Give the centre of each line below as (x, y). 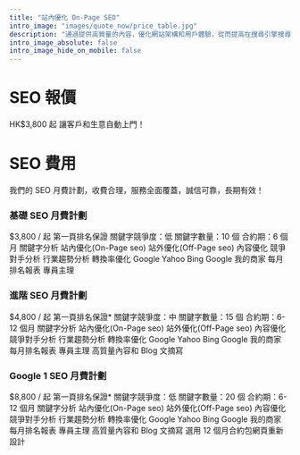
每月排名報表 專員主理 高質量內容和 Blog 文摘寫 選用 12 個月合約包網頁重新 (146, 430)
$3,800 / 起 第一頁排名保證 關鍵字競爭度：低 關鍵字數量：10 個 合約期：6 (144, 237)
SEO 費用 (43, 164)
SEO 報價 (43, 98)
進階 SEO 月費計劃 (48, 296)
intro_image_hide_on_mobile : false (75, 51)
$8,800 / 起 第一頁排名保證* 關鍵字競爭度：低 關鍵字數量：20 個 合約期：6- (148, 396)
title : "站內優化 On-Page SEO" (65, 17)
